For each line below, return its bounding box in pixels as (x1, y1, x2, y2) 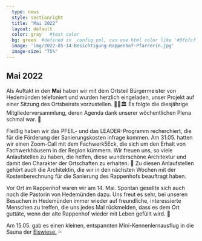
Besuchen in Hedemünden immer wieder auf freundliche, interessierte (6, 197, 181, 204)
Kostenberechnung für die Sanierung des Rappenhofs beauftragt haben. (6, 172, 186, 180)
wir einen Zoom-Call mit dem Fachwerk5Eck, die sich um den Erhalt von (6, 140, 186, 148)
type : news (11, 8, 39, 15)
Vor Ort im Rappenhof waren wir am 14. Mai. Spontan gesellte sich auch (6, 184, 186, 191)
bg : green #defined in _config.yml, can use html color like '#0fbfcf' (11, 37, 199, 43)
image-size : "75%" (11, 49, 59, 55)
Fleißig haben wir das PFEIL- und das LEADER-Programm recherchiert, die (6, 127, 192, 134)
